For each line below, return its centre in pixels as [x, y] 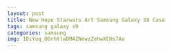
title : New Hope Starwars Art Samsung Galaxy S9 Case [86, 20]
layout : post [26, 13]
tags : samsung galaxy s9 [43, 26]
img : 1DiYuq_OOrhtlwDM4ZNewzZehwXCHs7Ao [66, 39]
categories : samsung [37, 33]
